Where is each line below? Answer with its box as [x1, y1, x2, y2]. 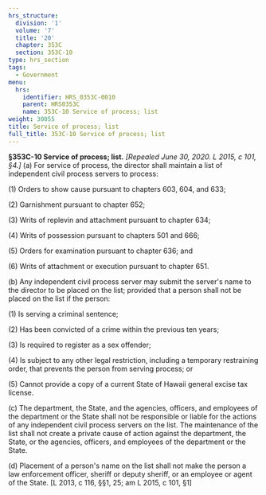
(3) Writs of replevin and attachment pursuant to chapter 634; [8, 215, 211, 224]
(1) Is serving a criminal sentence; [8, 309, 119, 318]
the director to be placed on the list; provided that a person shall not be [8, 285, 242, 294]
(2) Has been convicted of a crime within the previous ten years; [8, 324, 220, 334]
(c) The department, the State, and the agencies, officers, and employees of [8, 403, 258, 412]
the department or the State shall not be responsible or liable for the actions [8, 411, 257, 421]
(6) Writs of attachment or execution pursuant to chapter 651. [8, 261, 209, 271]
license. [8, 388, 34, 397]
